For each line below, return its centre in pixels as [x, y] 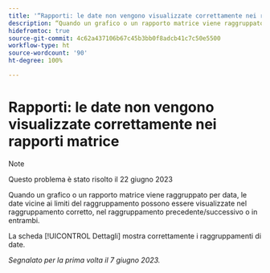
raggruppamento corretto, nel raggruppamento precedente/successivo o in [133, 212]
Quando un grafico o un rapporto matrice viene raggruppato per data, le [128, 194]
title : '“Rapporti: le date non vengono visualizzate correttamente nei [133, 16]
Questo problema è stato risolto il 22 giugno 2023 [90, 179]
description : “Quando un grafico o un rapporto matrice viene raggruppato [136, 23]
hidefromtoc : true [39, 31]
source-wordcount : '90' [48, 53]
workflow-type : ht [39, 46]
